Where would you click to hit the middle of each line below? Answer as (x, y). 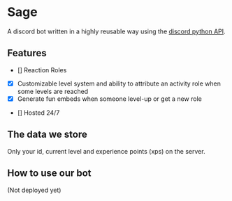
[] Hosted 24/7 (38, 113)
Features (27, 53)
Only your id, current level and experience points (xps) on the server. (106, 151)
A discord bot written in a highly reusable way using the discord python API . (116, 31)
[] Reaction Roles (42, 70)
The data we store (47, 135)
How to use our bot (50, 174)
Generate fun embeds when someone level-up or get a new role (110, 99)
